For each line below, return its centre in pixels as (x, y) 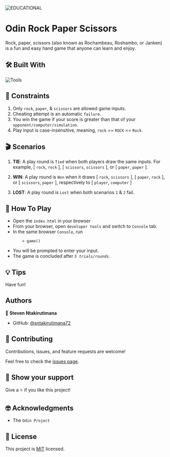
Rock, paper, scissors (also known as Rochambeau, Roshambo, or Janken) (84, 43)
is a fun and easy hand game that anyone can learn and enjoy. (71, 48)
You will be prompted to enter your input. (56, 251)
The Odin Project (31, 421)
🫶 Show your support (40, 377)
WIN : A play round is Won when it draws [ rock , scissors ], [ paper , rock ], (89, 177)
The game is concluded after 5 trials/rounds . (62, 256)
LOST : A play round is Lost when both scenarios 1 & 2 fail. (74, 193)
